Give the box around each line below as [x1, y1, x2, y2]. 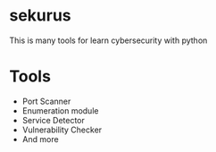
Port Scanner [21, 96, 71, 106]
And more [21, 133, 60, 144]
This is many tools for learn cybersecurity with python [9, 35, 208, 46]
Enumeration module [21, 105, 99, 116]
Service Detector [21, 114, 85, 125]
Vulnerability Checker [21, 124, 103, 135]
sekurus [9, 5, 71, 26]
